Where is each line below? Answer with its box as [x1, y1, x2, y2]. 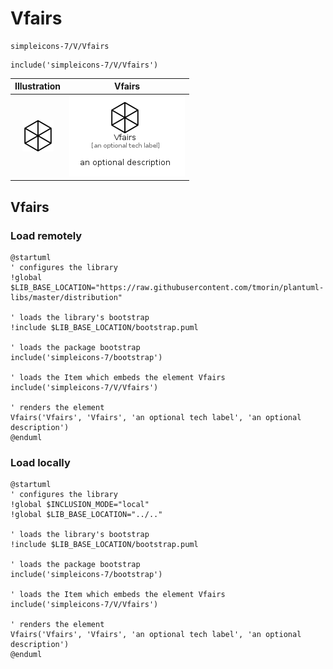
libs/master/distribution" [10, 292, 123, 302]
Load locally [10, 455, 71, 469]
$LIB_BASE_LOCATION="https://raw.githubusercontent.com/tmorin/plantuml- [10, 282, 325, 292]
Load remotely [10, 228, 83, 242]
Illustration [14, 80, 62, 92]
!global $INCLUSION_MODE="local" [10, 500, 150, 510]
